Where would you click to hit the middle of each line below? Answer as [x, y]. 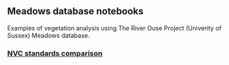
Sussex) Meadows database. [49, 35]
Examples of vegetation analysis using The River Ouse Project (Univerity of [114, 28]
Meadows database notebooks [76, 11]
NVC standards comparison [55, 53]
